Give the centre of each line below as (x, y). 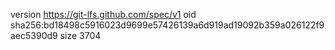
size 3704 (80, 35)
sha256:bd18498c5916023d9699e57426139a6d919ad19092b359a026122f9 (167, 25)
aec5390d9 (34, 35)
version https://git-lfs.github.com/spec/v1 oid (103, 14)
